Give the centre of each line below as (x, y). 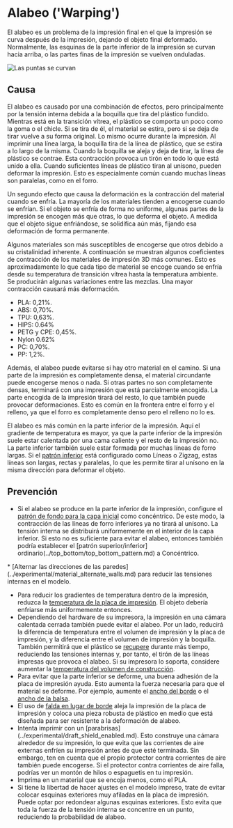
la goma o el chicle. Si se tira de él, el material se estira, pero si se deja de (113, 128)
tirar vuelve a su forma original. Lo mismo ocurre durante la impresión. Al (112, 136)
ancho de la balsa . (43, 698)
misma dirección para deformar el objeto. (66, 470)
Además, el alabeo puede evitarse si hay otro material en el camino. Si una (114, 368)
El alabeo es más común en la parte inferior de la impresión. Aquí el (104, 425)
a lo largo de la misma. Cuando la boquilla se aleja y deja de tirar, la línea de (115, 150)
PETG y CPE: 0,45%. (47, 331)
